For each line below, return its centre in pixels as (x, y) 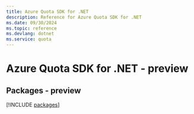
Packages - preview (44, 91)
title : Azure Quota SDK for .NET (47, 12)
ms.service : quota (29, 39)
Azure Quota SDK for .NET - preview (97, 69)
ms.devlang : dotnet (30, 34)
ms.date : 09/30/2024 (32, 23)
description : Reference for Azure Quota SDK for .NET (74, 17)
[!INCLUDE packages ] (33, 105)
